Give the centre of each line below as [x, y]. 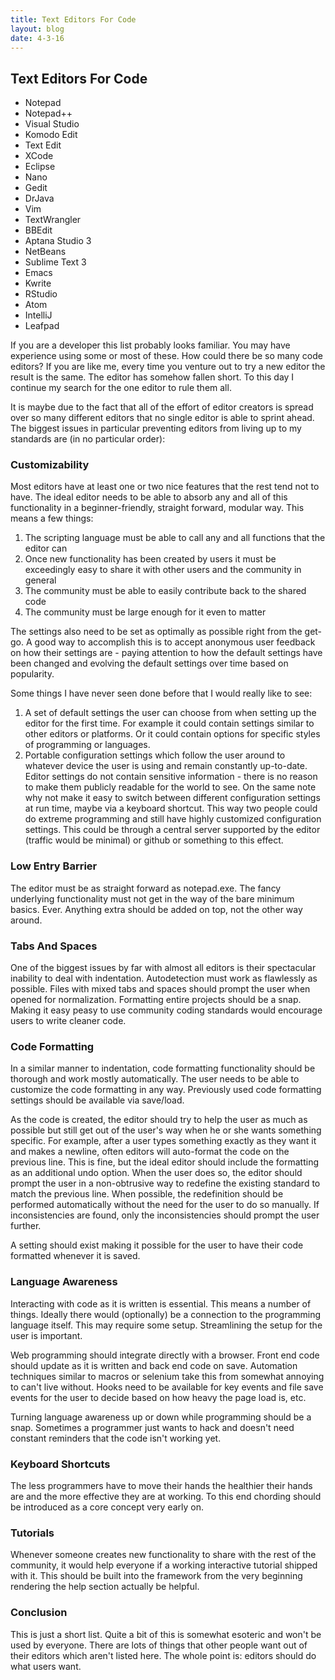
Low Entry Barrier [54, 866]
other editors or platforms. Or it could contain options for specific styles [172, 734]
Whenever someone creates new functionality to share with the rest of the [163, 1555]
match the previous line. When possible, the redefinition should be [147, 1194]
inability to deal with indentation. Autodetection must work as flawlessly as [164, 978]
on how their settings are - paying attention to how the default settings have [166, 653]
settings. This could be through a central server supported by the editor [172, 830]
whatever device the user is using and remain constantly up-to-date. [166, 766]
